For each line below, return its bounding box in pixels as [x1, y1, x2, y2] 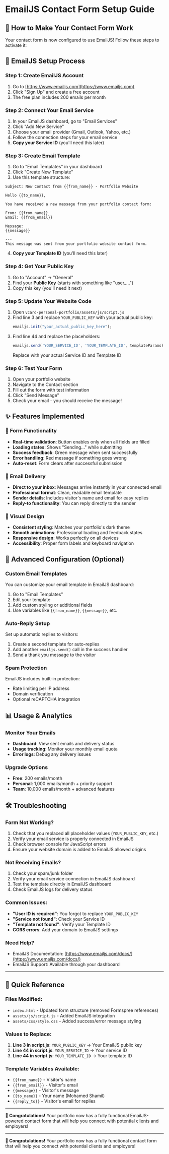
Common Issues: [5, 899, 48, 906]
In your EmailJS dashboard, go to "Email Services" [12, 118, 117, 124]
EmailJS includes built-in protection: [5, 676, 80, 682]
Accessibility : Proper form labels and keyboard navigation [12, 540, 134, 546]
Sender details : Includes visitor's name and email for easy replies [12, 495, 149, 501]
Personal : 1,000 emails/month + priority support [12, 781, 113, 787]
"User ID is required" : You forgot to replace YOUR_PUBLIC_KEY [12, 911, 138, 917]
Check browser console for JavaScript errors [12, 841, 107, 847]
